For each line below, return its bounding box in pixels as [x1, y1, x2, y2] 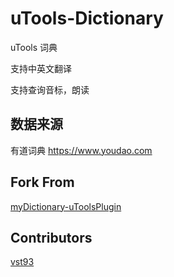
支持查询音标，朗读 [10, 83, 90, 96]
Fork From [10, 174, 75, 191]
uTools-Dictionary [10, 7, 164, 30]
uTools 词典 [10, 41, 58, 53]
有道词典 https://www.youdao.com [10, 144, 153, 156]
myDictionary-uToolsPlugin [10, 200, 122, 212]
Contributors [10, 229, 93, 246]
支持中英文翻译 [10, 62, 72, 74]
